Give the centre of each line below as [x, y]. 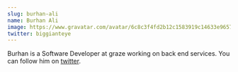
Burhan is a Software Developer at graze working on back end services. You [119, 54]
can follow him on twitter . [44, 61]
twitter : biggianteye [39, 34]
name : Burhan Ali [33, 20]
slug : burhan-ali [33, 14]
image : [17, 27]
